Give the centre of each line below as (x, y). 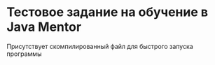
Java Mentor (44, 27)
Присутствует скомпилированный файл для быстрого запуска (100, 46)
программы (24, 54)
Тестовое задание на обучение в (107, 12)
